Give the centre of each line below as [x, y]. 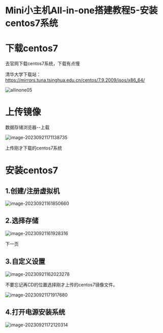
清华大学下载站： [23, 74]
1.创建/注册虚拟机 [32, 191]
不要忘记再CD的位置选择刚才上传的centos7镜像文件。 [61, 285]
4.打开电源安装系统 [35, 312]
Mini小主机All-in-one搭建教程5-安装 [81, 10]
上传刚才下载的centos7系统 [34, 148]
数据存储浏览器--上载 [27, 127]
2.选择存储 [22, 221]
